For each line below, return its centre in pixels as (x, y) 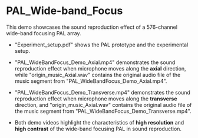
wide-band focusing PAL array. (44, 33)
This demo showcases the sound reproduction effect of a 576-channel (92, 27)
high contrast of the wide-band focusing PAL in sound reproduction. (98, 129)
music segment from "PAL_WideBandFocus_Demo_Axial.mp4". (91, 81)
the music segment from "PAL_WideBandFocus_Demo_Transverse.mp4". (103, 111)
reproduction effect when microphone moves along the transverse (96, 99)
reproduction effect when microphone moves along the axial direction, (100, 68)
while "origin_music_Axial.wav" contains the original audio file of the (98, 75)
